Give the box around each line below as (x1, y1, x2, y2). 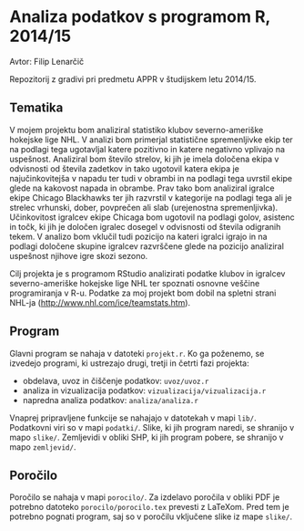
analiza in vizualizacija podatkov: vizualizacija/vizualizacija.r (22, 385, 267, 396)
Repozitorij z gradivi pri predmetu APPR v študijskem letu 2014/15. (9, 73, 257, 84)
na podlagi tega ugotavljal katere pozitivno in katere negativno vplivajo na (9, 143, 285, 154)
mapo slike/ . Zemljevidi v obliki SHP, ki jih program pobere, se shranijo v (9, 432, 284, 442)
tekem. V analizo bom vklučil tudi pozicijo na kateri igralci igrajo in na (9, 231, 268, 242)
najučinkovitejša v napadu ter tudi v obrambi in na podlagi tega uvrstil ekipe (9, 172, 293, 183)
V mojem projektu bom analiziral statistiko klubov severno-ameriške (9, 124, 264, 135)
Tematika (9, 100, 64, 116)
